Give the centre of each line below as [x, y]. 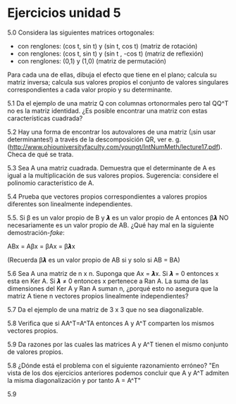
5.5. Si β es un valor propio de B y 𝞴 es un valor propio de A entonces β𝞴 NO [118, 217]
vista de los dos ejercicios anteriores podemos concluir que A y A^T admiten [118, 373]
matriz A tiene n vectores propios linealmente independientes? [98, 296]
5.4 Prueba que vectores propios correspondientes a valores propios [107, 196]
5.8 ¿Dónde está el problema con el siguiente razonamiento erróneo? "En [113, 365]
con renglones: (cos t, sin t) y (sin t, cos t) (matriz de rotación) [107, 46]
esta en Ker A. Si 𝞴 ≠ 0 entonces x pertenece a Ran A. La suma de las [108, 281]
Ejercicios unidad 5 [64, 13]
